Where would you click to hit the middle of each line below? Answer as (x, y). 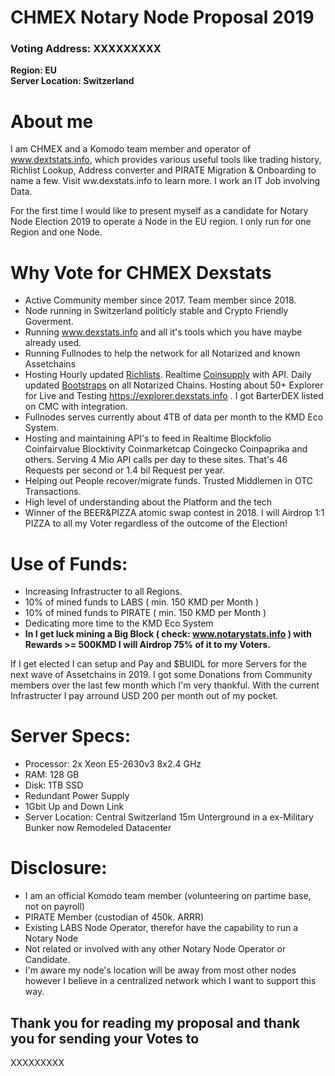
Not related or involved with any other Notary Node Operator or (155, 949)
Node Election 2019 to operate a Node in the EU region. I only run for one (161, 222)
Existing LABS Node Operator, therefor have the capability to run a (161, 928)
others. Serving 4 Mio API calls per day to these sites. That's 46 (156, 460)
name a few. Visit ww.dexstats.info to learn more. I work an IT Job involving (165, 181)
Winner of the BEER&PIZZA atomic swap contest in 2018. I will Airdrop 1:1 (174, 513)
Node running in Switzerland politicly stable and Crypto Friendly (156, 311)
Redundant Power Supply (77, 796)
